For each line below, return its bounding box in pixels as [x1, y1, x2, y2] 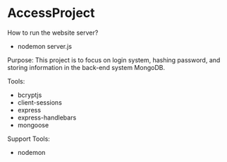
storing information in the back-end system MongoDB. [7, 63, 166, 71]
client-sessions [17, 98, 62, 107]
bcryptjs [17, 91, 42, 99]
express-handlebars [17, 113, 77, 122]
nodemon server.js [17, 42, 73, 50]
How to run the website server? [7, 28, 99, 37]
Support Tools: [7, 134, 51, 143]
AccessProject [7, 5, 95, 21]
